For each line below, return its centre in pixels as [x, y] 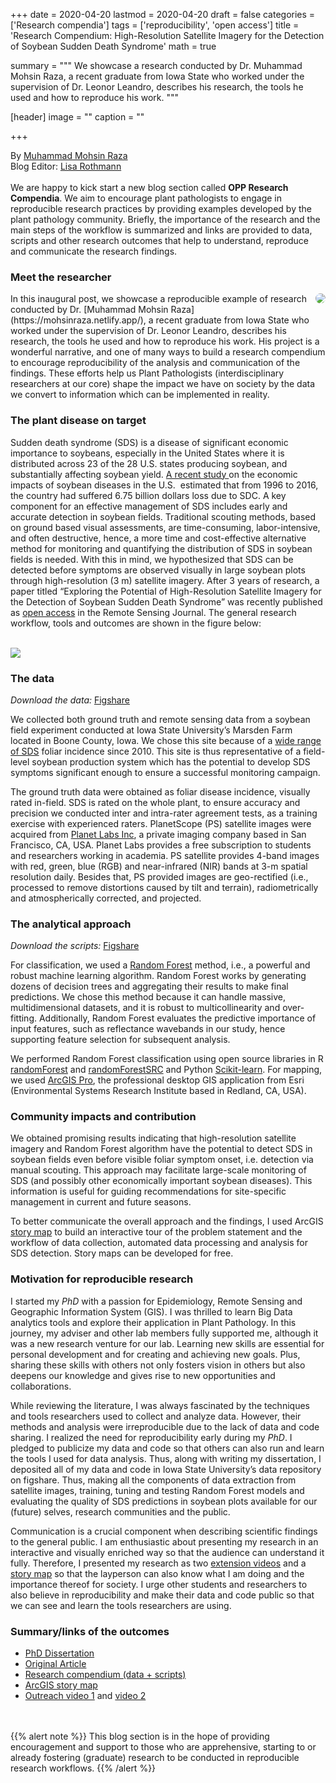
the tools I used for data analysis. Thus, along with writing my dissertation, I [166, 1458]
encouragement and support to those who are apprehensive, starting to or [163, 1747]
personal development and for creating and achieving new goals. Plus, [155, 1354]
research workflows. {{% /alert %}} [83, 1768]
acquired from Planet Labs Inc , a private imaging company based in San [158, 834]
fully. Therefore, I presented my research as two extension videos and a [158, 1563]
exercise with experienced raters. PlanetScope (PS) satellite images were [161, 823]
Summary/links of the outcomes [90, 1631]
